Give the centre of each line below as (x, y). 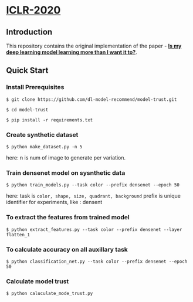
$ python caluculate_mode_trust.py (50, 294)
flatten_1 (18, 235)
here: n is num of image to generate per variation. (66, 157)
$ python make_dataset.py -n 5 (44, 147)
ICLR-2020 (33, 10)
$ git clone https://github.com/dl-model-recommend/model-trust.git (92, 99)
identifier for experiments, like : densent (54, 202)
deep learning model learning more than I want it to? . (72, 52)
